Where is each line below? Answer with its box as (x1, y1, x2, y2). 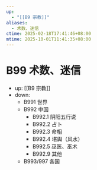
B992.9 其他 (32, 150, 63, 158)
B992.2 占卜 (32, 120, 62, 128)
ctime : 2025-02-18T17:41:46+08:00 (6, 31, 92, 37)
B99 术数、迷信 (6, 64, 81, 77)
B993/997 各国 (23, 158, 60, 165)
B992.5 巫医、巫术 (32, 143, 78, 150)
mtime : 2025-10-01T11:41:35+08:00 (6, 36, 92, 42)
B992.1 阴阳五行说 (32, 113, 76, 120)
